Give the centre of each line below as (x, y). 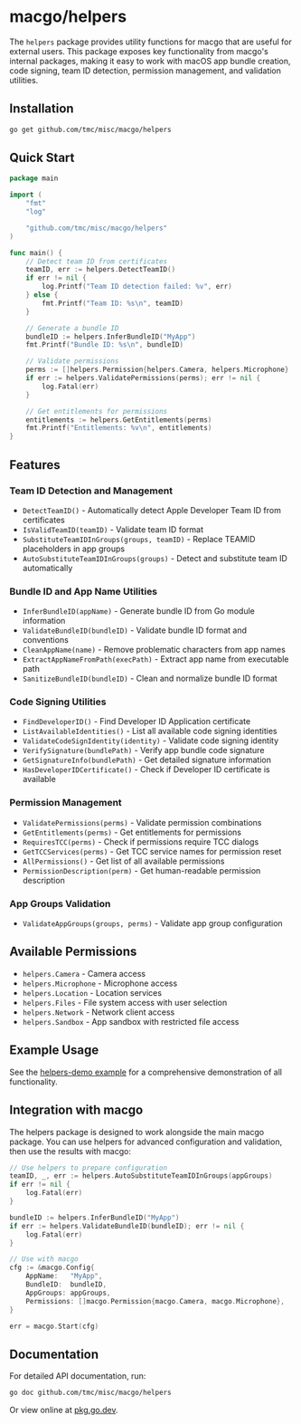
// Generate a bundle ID (72, 328)
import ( (26, 195)
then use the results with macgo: (70, 1151)
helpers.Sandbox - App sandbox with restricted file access (131, 1021)
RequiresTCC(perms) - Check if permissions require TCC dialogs (141, 841)
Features (35, 465)
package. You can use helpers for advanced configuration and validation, (146, 1142)
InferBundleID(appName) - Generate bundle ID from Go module (138, 611)
